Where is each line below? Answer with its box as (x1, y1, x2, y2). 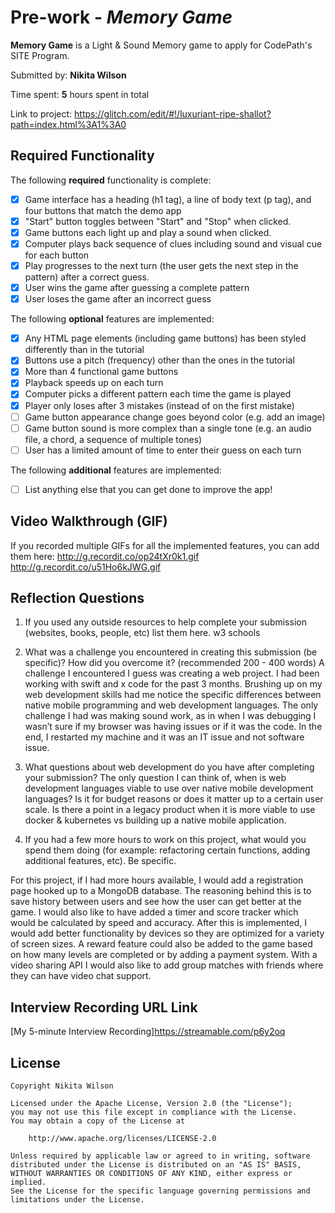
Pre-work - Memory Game (10, 6, 233, 29)
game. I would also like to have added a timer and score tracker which (10, 906, 299, 918)
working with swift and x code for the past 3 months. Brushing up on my (24, 678, 323, 690)
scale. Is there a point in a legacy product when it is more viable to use (24, 804, 316, 816)
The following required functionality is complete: (10, 174, 212, 186)
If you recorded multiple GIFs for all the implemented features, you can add (10, 539, 320, 551)
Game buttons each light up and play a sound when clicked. (24, 226, 272, 238)
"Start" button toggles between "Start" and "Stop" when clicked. (24, 215, 292, 227)
